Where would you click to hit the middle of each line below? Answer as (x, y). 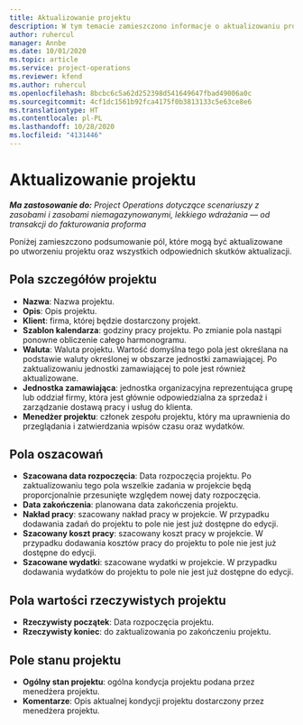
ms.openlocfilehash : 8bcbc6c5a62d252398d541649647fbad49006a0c (131, 93)
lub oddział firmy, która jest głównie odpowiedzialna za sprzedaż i (145, 397)
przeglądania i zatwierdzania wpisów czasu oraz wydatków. (133, 426)
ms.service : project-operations (70, 69)
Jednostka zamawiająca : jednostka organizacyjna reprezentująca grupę (157, 387)
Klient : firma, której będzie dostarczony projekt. (111, 321)
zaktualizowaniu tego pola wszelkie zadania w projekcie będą (137, 486)
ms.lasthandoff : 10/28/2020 (62, 127)
